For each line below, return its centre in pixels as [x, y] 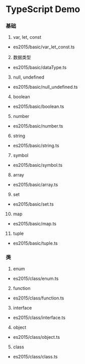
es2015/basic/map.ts [35, 224]
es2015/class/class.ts [35, 356]
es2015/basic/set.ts [33, 204]
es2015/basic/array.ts [35, 185]
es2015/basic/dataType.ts [40, 68]
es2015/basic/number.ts [38, 126]
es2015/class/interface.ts [39, 317]
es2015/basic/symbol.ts [37, 165]
